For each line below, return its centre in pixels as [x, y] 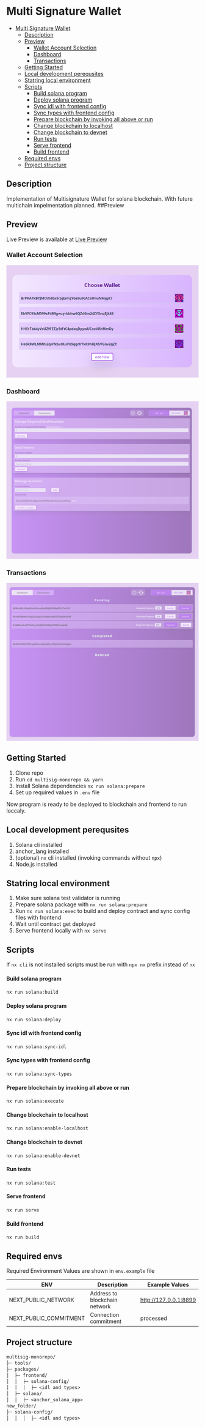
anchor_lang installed [42, 851]
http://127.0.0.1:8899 [168, 1300]
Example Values [168, 1284]
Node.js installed [36, 864]
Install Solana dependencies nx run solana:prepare [80, 786]
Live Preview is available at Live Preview [57, 239]
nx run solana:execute [35, 1101]
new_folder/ [21, 1406]
